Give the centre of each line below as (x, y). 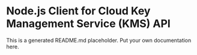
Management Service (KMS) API (89, 24)
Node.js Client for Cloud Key (78, 11)
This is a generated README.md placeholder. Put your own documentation (99, 40)
